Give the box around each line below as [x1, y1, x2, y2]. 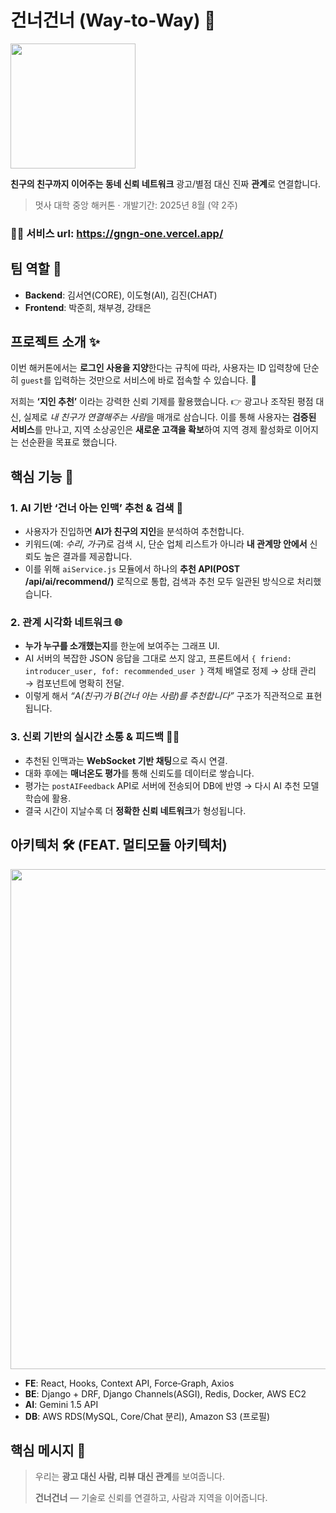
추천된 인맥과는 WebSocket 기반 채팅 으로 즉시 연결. [24, 754, 228, 766]
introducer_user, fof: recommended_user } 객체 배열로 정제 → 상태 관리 [24, 665, 317, 677]
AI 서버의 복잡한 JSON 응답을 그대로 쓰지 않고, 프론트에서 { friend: [24, 652, 292, 665]
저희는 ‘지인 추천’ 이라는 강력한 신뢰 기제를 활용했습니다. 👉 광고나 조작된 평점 [10, 396, 314, 408]
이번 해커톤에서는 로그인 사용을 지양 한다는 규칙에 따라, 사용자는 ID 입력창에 [10, 362, 302, 374]
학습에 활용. [24, 792, 72, 804]
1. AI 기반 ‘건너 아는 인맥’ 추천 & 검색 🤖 [10, 501, 184, 515]
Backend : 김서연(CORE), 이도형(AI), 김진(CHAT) [24, 289, 218, 301]
